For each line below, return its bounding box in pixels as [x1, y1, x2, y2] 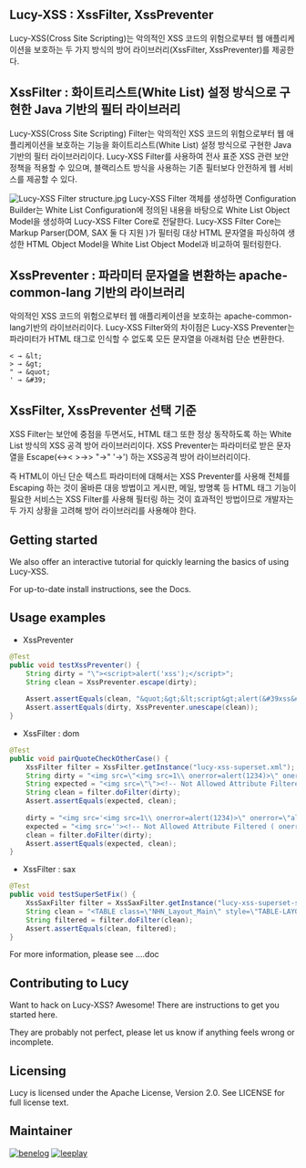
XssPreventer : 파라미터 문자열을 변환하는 [9, 268, 237, 284]
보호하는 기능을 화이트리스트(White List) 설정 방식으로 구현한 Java [56, 139, 292, 150]
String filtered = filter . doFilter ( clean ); [25, 915, 194, 924]
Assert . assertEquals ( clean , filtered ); [25, 923, 178, 933]
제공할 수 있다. [25, 173, 77, 184]
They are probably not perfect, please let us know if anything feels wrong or [9, 1027, 295, 1038]
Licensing [9, 1063, 66, 1079]
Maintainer [9, 1123, 73, 1139]
